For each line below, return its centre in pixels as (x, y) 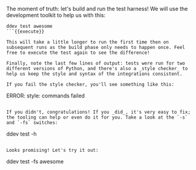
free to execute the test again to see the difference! (78, 53)
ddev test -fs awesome (35, 162)
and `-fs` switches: (32, 123)
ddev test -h (22, 134)
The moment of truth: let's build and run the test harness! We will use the (97, 9)
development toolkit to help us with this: (56, 15)
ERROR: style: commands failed (46, 96)
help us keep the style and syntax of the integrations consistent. (94, 74)
